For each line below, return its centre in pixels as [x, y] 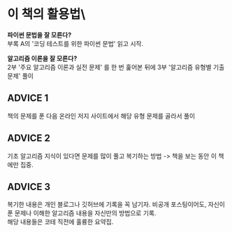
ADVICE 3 [29, 186]
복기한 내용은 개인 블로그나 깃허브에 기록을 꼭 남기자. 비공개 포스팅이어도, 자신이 [116, 204]
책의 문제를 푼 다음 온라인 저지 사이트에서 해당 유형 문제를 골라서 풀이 [101, 116]
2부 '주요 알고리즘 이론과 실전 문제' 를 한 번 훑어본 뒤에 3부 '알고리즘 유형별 [109, 67]
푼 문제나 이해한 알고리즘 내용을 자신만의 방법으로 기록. [82, 213]
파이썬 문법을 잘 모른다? [39, 35]
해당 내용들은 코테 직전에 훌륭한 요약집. [60, 222]
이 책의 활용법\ [46, 14]
